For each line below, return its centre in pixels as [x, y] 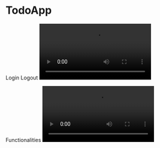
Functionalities [23, 140]
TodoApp [29, 10]
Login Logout [22, 78]
